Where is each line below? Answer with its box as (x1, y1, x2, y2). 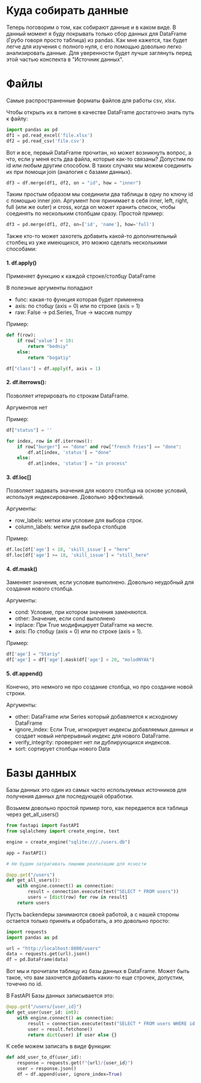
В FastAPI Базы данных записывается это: (6, 992, 114, 1000)
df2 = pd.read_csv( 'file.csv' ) (6, 138, 85, 144)
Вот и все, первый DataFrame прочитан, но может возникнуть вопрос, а (6, 149, 191, 156)
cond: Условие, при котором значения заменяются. (14, 608, 148, 616)
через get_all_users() (6, 811, 59, 818)
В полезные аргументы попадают (6, 284, 93, 292)
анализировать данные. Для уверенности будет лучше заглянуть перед (6, 49, 192, 56)
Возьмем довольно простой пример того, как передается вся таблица (6, 805, 188, 812)
